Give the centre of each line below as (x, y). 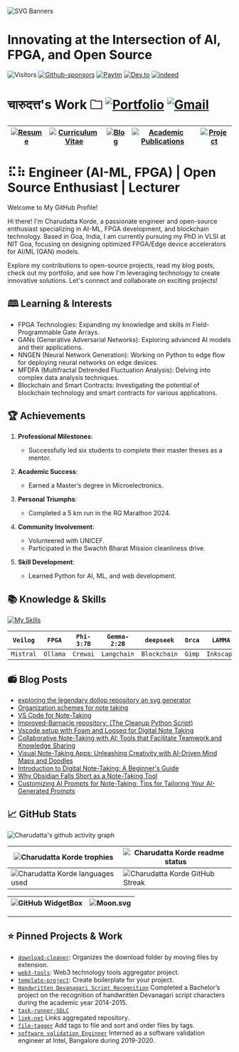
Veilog (24, 640)
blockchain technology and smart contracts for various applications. (117, 393)
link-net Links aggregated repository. (73, 1017)
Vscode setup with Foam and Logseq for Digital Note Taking (106, 731)
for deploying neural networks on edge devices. (88, 362)
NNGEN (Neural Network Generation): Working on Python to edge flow (121, 355)
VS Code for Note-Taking (54, 716)
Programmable (39, 332)
